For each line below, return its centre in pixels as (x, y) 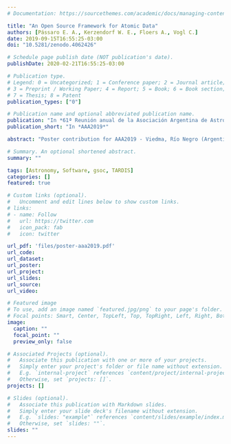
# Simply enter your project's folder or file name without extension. (115, 367)
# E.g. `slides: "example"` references (67, 417)
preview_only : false (43, 341)
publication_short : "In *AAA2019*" (58, 127)
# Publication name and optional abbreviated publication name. (101, 114)
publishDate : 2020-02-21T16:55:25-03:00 (66, 64)
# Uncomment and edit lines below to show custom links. (93, 202)
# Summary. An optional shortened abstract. (72, 152)
